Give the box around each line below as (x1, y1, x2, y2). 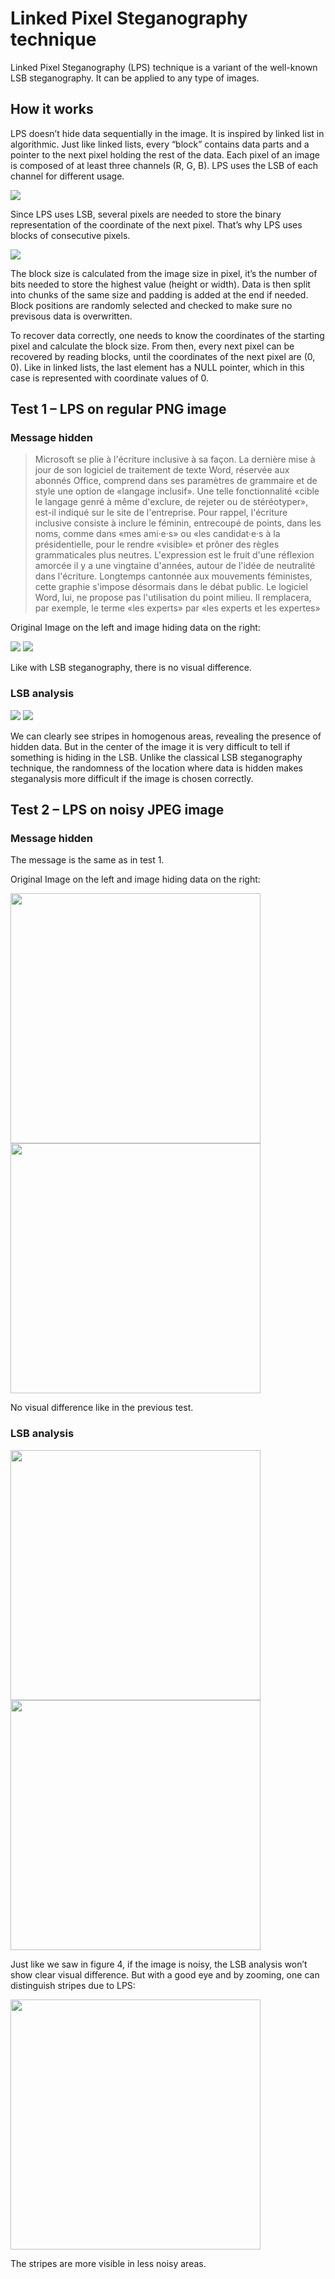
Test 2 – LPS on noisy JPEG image (10, 802, 225, 819)
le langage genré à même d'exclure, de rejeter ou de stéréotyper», (34, 496, 309, 508)
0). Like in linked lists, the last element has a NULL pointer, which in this (10, 361, 305, 373)
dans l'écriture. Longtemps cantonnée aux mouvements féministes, (34, 570, 313, 582)
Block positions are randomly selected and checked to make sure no (10, 299, 293, 311)
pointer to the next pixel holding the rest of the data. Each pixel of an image (10, 148, 320, 161)
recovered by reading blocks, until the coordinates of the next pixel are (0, (10, 350, 316, 362)
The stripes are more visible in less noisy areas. (10, 2257, 207, 2269)
